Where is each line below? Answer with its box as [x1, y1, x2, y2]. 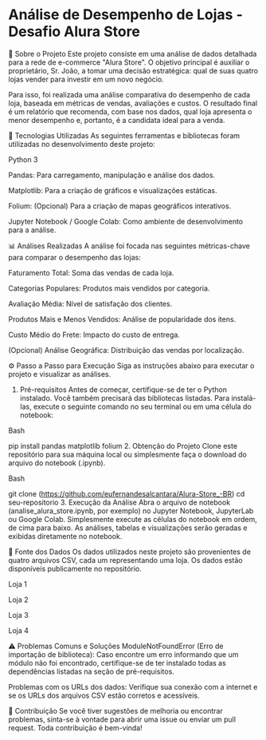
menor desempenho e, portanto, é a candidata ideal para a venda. [8, 115, 225, 125]
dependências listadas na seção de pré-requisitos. [8, 667, 175, 676]
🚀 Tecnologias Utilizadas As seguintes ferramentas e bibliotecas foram [8, 130, 241, 140]
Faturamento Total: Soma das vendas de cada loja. [8, 267, 174, 277]
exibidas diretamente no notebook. [8, 531, 123, 540]
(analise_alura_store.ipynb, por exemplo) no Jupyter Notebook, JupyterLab [8, 505, 254, 516]
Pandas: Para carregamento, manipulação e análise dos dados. [8, 170, 216, 180]
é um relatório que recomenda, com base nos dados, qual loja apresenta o [8, 106, 252, 117]
